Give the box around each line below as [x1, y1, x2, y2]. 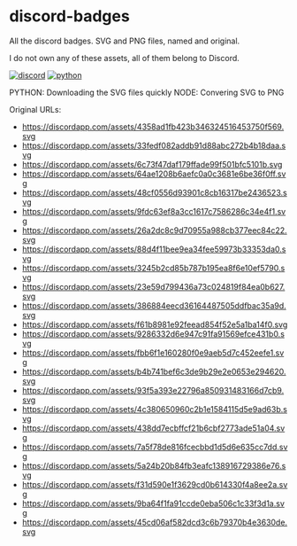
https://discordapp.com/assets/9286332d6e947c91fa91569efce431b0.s [21, 328, 286, 339]
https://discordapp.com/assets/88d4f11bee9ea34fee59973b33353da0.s [21, 244, 286, 254]
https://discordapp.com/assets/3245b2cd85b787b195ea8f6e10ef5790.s [21, 262, 286, 273]
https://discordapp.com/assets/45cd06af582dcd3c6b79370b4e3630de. [21, 517, 288, 527]
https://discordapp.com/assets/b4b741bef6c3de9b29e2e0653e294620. [21, 366, 286, 377]
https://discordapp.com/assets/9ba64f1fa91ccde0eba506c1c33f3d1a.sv [21, 498, 286, 509]
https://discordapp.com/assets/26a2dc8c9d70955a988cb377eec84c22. [21, 224, 287, 236]
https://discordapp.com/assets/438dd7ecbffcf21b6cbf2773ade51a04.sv [21, 423, 286, 433]
